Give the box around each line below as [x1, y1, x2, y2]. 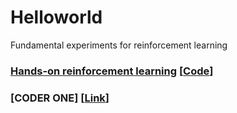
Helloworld [10, 6, 103, 29]
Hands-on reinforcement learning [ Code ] [10, 64, 214, 78]
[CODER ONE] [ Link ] [10, 91, 110, 105]
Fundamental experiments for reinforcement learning [10, 39, 228, 51]
